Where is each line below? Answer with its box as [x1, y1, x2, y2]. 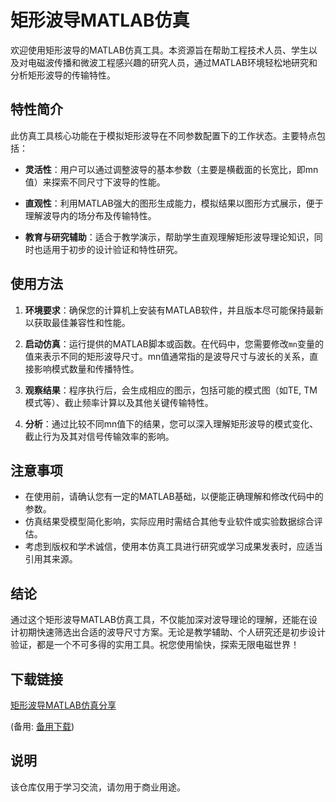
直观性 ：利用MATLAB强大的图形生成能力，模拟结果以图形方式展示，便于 [24, 197, 324, 209]
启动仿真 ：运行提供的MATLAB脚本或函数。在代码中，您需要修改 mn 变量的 [24, 337, 325, 350]
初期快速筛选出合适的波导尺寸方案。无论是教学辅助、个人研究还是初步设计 [18, 626, 326, 638]
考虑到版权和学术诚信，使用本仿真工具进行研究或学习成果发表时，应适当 [24, 541, 323, 553]
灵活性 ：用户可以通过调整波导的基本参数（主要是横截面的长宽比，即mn [24, 163, 319, 175]
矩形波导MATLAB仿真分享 [10, 699, 117, 711]
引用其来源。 [24, 553, 78, 565]
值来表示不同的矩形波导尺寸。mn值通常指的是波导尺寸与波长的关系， [24, 350, 310, 362]
